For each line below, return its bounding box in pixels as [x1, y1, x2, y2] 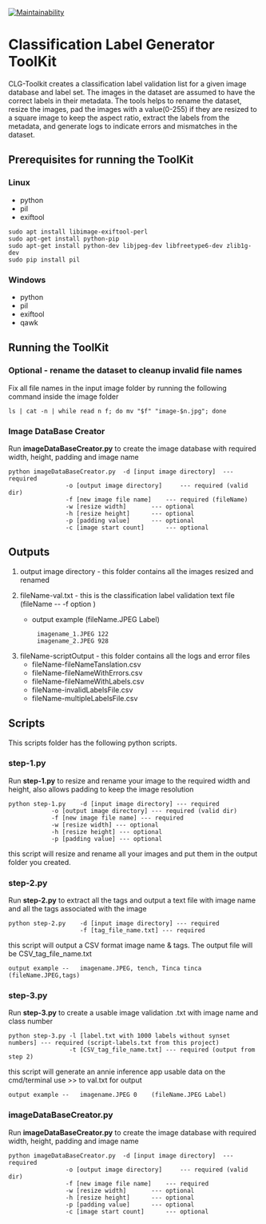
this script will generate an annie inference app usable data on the [8, 1067, 226, 1077]
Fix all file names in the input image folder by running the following [8, 383, 228, 393]
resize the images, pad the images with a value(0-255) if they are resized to [8, 104, 257, 114]
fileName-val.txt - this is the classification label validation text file [19, 590, 236, 600]
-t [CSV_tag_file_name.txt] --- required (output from [69, 1046, 256, 1055]
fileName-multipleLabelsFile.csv [31, 693, 138, 703]
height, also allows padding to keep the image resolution [8, 784, 194, 794]
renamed [19, 575, 50, 584]
